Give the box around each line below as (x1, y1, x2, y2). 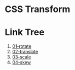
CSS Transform (5, 4, 70, 15)
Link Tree (5, 27, 45, 38)
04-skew (12, 59, 31, 65)
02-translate (12, 49, 39, 55)
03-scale (12, 54, 31, 60)
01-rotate (12, 43, 31, 49)
